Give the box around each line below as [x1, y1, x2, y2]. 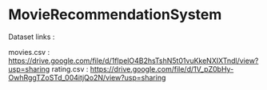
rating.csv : [51, 64, 89, 73]
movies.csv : [8, 47, 50, 57]
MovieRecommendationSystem [8, 6, 222, 24]
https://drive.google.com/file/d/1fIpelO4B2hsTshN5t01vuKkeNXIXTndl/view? [8, 56, 259, 65]
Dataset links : [8, 32, 55, 41]
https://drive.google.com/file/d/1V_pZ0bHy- [90, 64, 234, 73]
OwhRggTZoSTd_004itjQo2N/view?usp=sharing [8, 72, 166, 82]
